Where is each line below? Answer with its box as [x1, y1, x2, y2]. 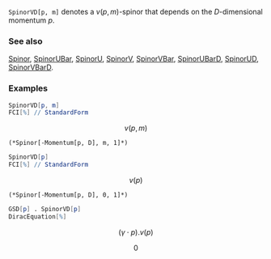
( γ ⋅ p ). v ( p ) [118, 227, 154, 237]
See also [8, 36, 43, 47]
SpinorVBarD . [8, 62, 54, 72]
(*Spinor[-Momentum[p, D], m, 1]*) [8, 139, 129, 147]
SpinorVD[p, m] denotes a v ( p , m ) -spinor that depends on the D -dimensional [8, 7, 263, 16]
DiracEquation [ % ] [8, 212, 67, 221]
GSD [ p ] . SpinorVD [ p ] [8, 206, 82, 214]
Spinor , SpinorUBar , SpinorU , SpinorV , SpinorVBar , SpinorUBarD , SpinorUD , [8, 54, 259, 64]
